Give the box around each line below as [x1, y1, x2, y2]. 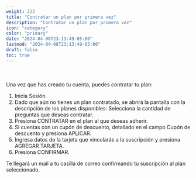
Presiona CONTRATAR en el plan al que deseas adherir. [14, 117, 148, 124]
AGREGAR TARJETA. [14, 142, 64, 149]
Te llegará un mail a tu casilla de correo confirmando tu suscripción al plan [6, 160, 186, 167]
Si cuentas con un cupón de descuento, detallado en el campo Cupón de [14, 123, 191, 130]
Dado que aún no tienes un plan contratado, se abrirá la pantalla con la [14, 98, 185, 106]
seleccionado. [6, 166, 40, 173]
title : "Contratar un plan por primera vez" [6, 14, 116, 20]
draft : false [6, 47, 38, 53]
